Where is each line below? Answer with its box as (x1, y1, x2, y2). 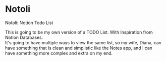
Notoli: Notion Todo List (5, 20, 54, 26)
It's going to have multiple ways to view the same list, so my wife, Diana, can (5, 39, 162, 45)
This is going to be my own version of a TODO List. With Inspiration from (5, 29, 153, 35)
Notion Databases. (5, 34, 43, 40)
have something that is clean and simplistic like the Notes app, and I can (5, 45, 153, 51)
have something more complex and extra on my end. (5, 50, 113, 56)
